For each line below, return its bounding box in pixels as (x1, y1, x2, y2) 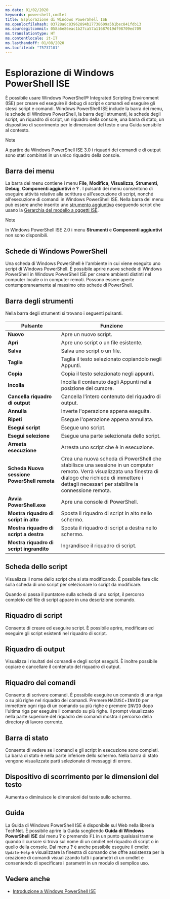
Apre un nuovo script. (61, 331, 112, 338)
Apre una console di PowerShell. (61, 498, 138, 505)
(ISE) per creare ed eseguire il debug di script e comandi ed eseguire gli (5, 100, 155, 106)
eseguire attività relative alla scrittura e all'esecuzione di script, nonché (5, 191, 153, 197)
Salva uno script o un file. (61, 347, 121, 354)
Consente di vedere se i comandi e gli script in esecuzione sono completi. (5, 747, 159, 753)
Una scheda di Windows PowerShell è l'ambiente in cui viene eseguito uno (5, 260, 161, 267)
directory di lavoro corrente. (5, 719, 64, 725)
